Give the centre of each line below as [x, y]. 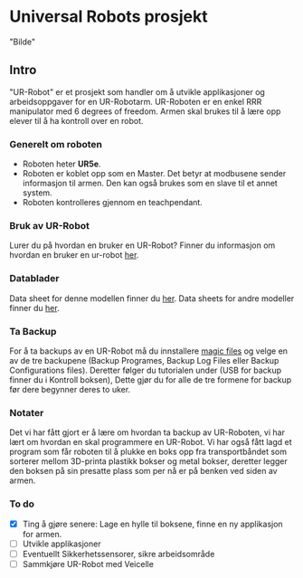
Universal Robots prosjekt [109, 17]
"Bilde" [23, 42]
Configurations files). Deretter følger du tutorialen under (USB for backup [146, 370]
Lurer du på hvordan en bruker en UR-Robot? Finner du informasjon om [142, 245]
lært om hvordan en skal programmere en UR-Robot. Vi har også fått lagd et [151, 442]
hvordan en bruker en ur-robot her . [74, 255]
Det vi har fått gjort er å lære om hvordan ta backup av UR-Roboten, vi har [147, 432]
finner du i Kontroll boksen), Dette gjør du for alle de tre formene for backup [151, 379]
